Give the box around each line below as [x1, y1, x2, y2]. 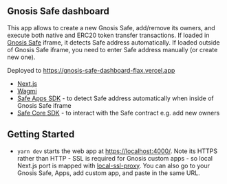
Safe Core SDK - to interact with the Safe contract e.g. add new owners [17, 108, 220, 117]
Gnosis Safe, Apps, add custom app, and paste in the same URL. [17, 168, 201, 177]
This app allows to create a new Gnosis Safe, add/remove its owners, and [7, 23, 215, 32]
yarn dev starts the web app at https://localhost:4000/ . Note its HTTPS [17, 147, 218, 155]
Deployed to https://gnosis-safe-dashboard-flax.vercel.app [7, 66, 175, 74]
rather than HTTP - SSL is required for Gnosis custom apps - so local [17, 154, 213, 162]
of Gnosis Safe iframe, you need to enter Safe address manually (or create [7, 45, 218, 54]
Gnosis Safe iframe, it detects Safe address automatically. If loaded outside [7, 38, 220, 47]
